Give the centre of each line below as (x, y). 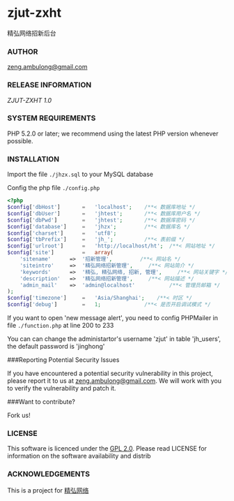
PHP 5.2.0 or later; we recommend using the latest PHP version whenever (113, 133)
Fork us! (19, 415)
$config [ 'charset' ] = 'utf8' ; (62, 233)
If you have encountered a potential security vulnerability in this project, (110, 373)
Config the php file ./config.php (54, 188)
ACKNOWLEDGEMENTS (49, 474)
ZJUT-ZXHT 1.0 (30, 100)
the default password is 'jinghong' (56, 346)
